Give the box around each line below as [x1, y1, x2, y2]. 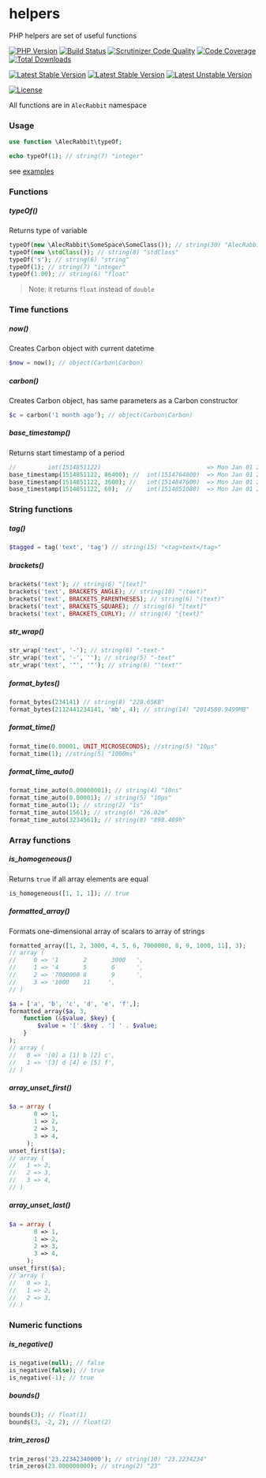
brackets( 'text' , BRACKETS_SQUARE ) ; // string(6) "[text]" [9, 602, 208, 610]
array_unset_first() [9, 1083, 72, 1093]
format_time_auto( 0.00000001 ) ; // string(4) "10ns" [9, 787, 182, 795]
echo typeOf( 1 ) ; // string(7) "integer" [9, 152, 144, 160]
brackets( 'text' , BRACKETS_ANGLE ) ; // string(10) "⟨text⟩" [9, 587, 208, 596]
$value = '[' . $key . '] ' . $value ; [37, 1022, 158, 1030]
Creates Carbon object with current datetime [9, 344, 155, 354]
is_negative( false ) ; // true [9, 1367, 105, 1375]
